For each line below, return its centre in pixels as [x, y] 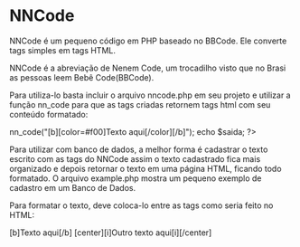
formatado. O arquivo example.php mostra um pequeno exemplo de [136, 178]
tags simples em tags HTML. [62, 50]
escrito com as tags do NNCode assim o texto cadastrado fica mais [135, 158]
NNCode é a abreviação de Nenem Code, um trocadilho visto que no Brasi [148, 68]
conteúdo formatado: [49, 114]
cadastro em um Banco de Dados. [73, 187]
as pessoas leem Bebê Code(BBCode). [82, 77]
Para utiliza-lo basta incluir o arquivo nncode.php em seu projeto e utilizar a [150, 95]
